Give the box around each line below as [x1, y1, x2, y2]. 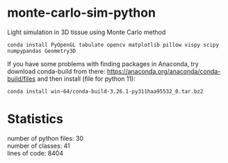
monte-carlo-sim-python [7, 5, 156, 21]
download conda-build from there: [7, 67, 106, 75]
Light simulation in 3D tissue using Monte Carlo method [7, 28, 166, 36]
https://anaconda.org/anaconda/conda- [106, 67, 221, 75]
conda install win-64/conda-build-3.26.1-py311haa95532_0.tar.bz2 [7, 88, 204, 95]
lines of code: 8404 [7, 148, 64, 157]
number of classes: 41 [7, 141, 71, 150]
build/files [7, 75, 36, 83]
